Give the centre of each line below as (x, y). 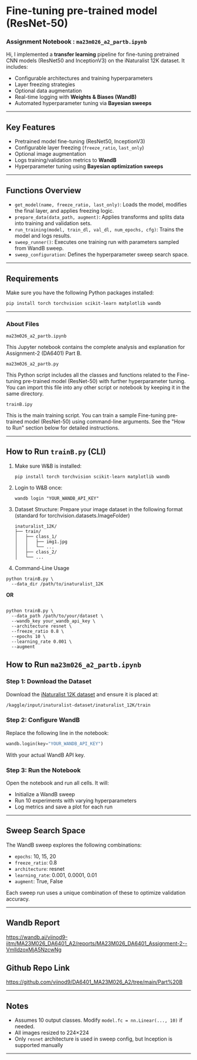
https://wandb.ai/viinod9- (37, 937)
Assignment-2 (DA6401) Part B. (44, 353)
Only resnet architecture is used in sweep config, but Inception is (94, 1039)
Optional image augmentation (50, 154)
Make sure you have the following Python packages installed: (80, 293)
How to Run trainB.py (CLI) (56, 452)
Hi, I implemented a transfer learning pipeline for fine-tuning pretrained (93, 55)
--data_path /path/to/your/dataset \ (57, 616)
